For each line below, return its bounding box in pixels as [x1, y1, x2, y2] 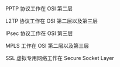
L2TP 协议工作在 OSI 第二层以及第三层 [5, 17, 98, 24]
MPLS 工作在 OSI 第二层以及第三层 [5, 43, 89, 49]
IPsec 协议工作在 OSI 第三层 [5, 30, 73, 37]
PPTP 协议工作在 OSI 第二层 [5, 5, 73, 12]
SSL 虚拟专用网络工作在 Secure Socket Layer [5, 55, 115, 61]
